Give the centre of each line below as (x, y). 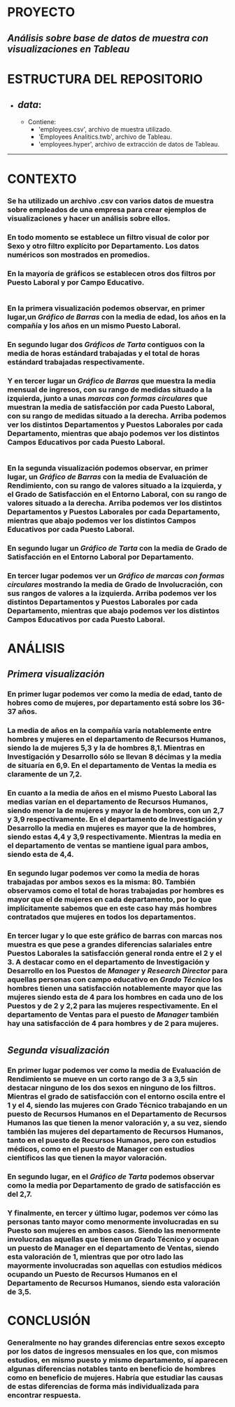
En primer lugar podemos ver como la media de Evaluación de (114, 1070)
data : (29, 105)
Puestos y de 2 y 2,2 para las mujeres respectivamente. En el (113, 1006)
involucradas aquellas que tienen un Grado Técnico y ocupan (113, 1239)
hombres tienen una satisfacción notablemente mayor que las (115, 988)
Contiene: (42, 122)
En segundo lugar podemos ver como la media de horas (104, 873)
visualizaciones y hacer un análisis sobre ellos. (89, 218)
